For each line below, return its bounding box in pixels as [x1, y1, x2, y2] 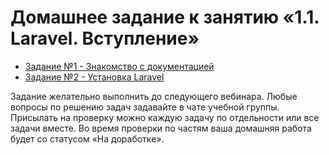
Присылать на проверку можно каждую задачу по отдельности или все [10, 111, 320, 123]
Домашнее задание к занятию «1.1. [10, 6, 320, 29]
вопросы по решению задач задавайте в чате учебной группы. [10, 101, 280, 113]
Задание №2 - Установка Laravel [24, 71, 165, 83]
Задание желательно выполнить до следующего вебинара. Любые [10, 90, 298, 102]
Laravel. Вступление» [10, 27, 200, 50]
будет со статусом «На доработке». [10, 132, 165, 145]
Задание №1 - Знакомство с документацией [24, 60, 215, 72]
